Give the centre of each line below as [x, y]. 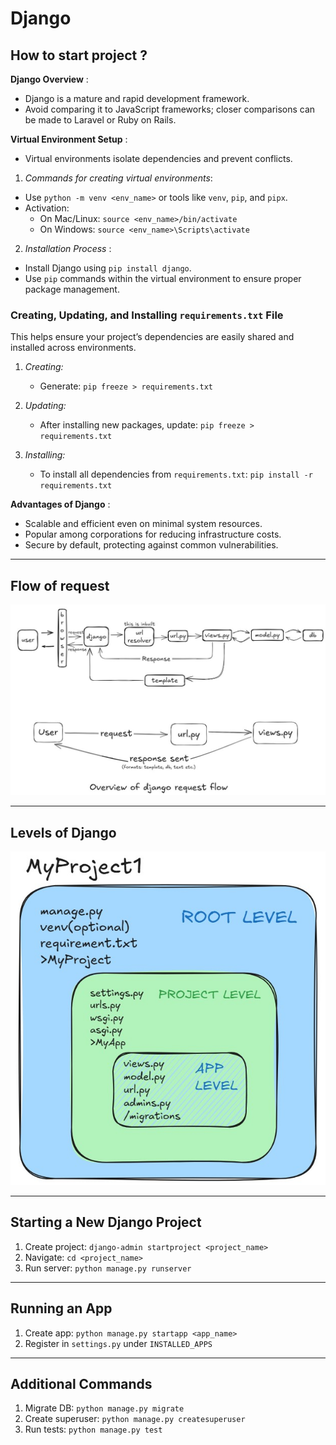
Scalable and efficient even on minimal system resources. [143, 524]
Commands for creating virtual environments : [118, 178]
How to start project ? [79, 55]
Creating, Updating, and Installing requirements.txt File [147, 315]
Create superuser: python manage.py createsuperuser [135, 1419]
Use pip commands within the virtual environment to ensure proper [163, 278]
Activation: [47, 208]
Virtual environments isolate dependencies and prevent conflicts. [158, 158]
